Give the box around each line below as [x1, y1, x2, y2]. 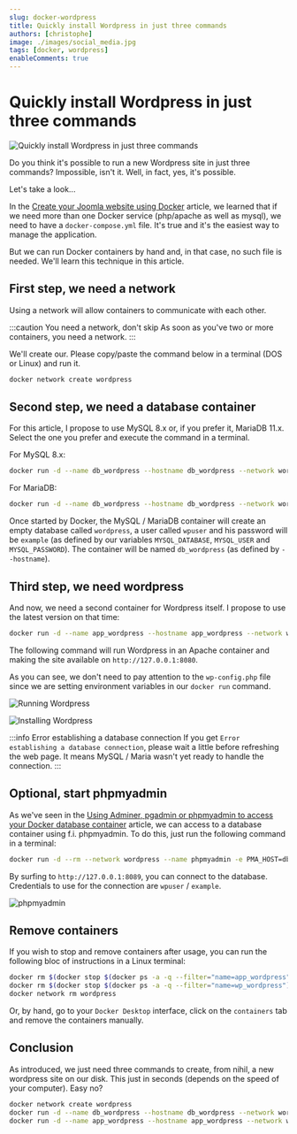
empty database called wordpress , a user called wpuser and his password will [9, 525, 288, 536]
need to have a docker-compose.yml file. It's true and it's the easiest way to [9, 219, 280, 230]
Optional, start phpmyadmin [9, 786, 168, 801]
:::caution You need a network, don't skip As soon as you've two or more [9, 322, 274, 333]
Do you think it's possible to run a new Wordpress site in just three [9, 157, 250, 168]
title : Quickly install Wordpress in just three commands [9, 21, 227, 30]
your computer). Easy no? [9, 1083, 103, 1093]
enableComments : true [9, 54, 89, 63]
